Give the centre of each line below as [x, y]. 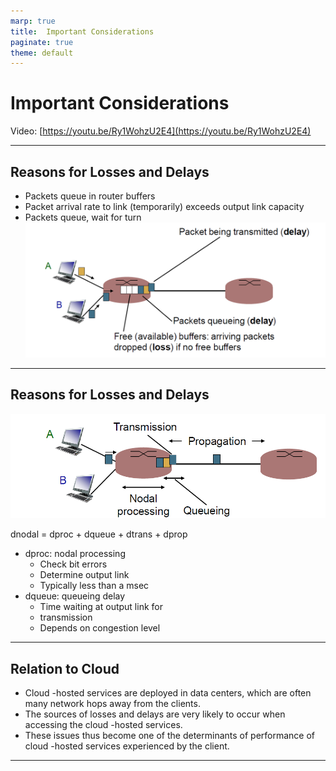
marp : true [33, 21]
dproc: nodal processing [75, 554]
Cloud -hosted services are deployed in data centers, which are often [168, 692]
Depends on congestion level [100, 628]
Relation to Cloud [65, 668]
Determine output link [84, 575]
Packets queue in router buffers [90, 196]
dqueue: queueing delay [75, 596]
